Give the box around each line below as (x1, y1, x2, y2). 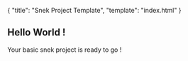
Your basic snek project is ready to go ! (7, 45, 122, 54)
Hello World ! (7, 26, 66, 38)
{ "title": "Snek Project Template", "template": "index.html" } (7, 6, 182, 14)
